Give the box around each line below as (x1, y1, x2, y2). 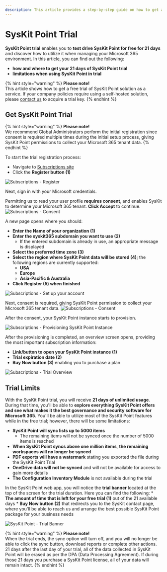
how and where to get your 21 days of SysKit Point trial (12, 65, 128, 71)
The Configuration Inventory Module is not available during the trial (12, 475, 153, 481)
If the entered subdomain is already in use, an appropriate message (19, 239, 159, 245)
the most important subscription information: (5, 339, 97, 345)
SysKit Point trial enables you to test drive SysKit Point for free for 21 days (5, 45, 161, 51)
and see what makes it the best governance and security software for (5, 408, 152, 413)
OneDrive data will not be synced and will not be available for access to (12, 465, 161, 471)
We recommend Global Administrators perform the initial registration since (5, 129, 158, 135)
